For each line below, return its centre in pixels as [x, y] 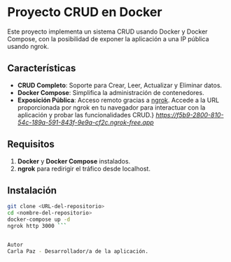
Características [42, 68]
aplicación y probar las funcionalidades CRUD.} [86, 115]
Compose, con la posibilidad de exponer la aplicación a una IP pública [108, 38]
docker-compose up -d [39, 220]
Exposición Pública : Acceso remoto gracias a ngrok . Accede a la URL [118, 100]
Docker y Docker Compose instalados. [74, 161]
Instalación [32, 190]
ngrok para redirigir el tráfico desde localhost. [84, 168]
